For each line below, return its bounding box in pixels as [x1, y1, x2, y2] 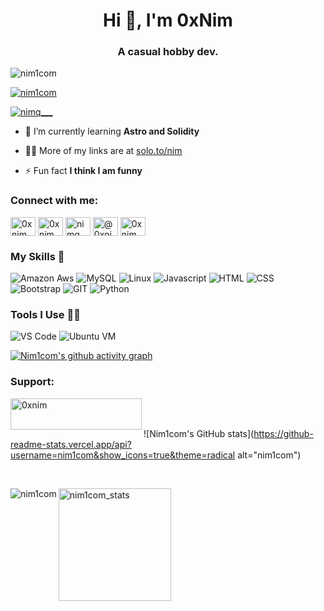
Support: [10, 375, 55, 389]
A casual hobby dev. [117, 45, 219, 59]
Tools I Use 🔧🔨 [10, 308, 81, 321]
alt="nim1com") [237, 449, 302, 461]
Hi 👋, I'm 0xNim [103, 9, 233, 32]
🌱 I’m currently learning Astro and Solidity [24, 125, 200, 138]
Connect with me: [10, 194, 99, 208]
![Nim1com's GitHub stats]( [143, 427, 255, 439]
